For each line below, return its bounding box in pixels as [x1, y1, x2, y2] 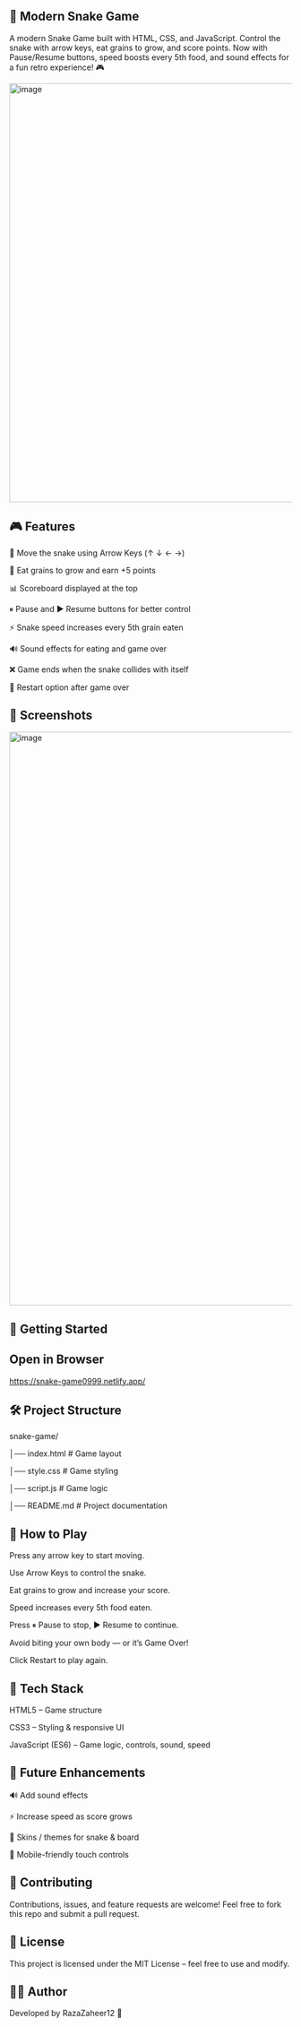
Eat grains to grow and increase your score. [9, 1585, 170, 1596]
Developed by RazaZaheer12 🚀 [9, 2008, 123, 2019]
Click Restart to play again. [9, 1655, 108, 1666]
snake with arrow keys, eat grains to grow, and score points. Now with [9, 42, 269, 53]
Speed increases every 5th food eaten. [9, 1602, 153, 1613]
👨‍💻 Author [9, 1984, 68, 1999]
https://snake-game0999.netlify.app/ [9, 1376, 146, 1386]
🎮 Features [9, 519, 76, 534]
